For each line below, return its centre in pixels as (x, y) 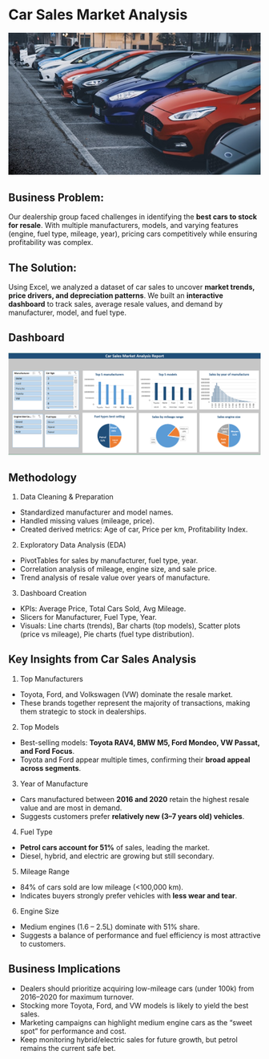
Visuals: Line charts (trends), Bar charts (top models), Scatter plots (130, 625)
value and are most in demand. (71, 808)
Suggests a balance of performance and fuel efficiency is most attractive (140, 935)
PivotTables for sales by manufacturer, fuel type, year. (109, 560)
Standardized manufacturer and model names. (96, 512)
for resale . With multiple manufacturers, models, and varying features (123, 226)
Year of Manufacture (54, 784)
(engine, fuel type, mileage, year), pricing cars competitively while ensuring (133, 234)
